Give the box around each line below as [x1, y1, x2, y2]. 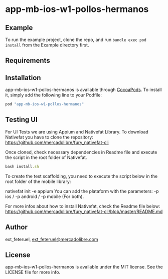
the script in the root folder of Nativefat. [5, 154, 87, 160]
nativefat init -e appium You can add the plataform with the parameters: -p [5, 188, 159, 194]
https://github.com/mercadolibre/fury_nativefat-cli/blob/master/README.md [5, 208, 163, 214]
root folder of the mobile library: [5, 178, 71, 184]
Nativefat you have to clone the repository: [5, 134, 94, 140]
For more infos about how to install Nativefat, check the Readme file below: [5, 203, 160, 209]
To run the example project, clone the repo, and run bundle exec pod [5, 36, 146, 42]
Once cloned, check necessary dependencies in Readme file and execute [5, 149, 157, 155]
